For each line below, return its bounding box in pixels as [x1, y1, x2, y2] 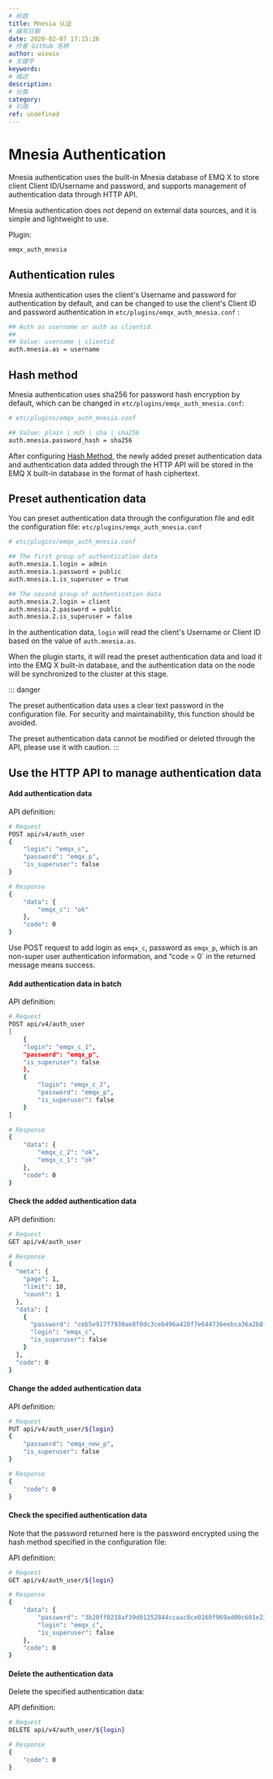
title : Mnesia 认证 [8, 20, 72, 28]
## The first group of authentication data [8, 553, 158, 561]
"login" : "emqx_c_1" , [23, 1043, 96, 1051]
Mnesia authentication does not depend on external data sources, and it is [8, 205, 258, 215]
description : [8, 80, 53, 88]
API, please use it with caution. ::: [8, 743, 120, 752]
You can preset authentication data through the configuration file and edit [8, 514, 254, 524]
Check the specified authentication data [8, 1510, 148, 1520]
